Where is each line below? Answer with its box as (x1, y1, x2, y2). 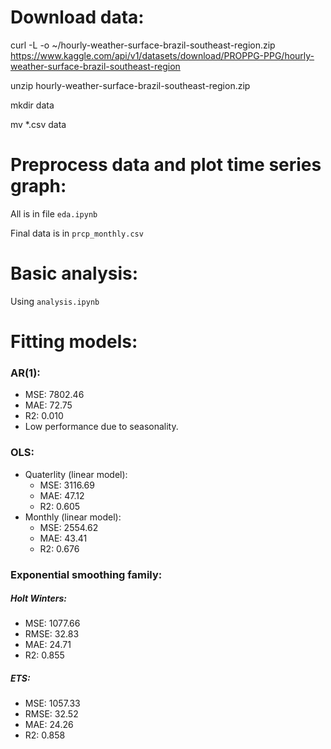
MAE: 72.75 (24, 399, 73, 411)
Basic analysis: (10, 262, 139, 285)
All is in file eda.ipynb (10, 207, 98, 220)
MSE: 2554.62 (39, 521, 99, 533)
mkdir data (10, 99, 55, 111)
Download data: (10, 6, 145, 29)
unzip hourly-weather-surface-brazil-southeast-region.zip (10, 79, 251, 91)
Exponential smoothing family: (10, 567, 163, 581)
